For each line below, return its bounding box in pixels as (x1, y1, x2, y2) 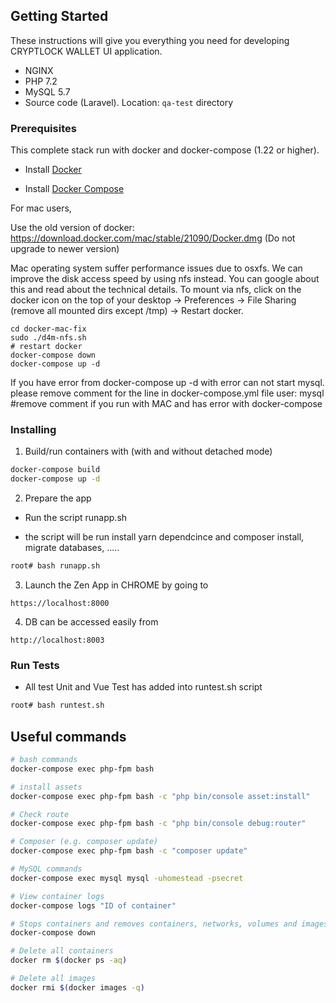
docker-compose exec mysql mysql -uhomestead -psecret (10, 873, 244, 883)
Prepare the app (24, 492, 92, 504)
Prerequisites (10, 121, 77, 135)
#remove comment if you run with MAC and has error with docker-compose (10, 398, 323, 410)
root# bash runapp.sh (10, 561, 101, 571)
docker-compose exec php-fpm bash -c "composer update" (10, 846, 248, 856)
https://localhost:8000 (10, 599, 110, 609)
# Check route (10, 809, 70, 819)
